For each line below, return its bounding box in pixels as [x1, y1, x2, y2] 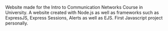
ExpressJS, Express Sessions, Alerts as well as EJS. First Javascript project [5, 15, 163, 20]
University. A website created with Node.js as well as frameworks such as [5, 9, 159, 15]
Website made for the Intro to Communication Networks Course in [5, 4, 143, 10]
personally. [5, 20, 29, 26]
